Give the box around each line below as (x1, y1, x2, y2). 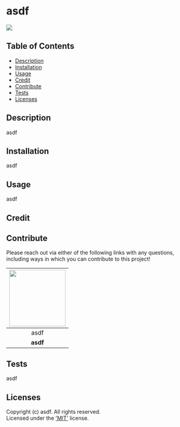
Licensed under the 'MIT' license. (6, 414, 89, 422)
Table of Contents (6, 41, 75, 52)
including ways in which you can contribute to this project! (6, 255, 151, 262)
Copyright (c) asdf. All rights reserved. (6, 408, 101, 416)
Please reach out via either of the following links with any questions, (6, 249, 175, 256)
